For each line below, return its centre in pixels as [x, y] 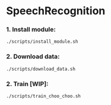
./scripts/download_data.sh [41, 69]
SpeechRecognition [56, 11]
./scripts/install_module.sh [42, 42]
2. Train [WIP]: [27, 84]
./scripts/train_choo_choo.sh [44, 96]
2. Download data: [33, 56]
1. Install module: [31, 30]
